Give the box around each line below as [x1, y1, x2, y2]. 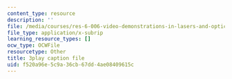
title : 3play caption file [7, 55, 85, 62]
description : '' [7, 16, 54, 23]
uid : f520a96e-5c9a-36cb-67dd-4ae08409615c [7, 61, 135, 68]
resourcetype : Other [7, 49, 67, 56]
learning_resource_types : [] [7, 36, 91, 43]
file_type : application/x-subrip [7, 29, 104, 36]
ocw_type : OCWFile [7, 42, 60, 49]
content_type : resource [7, 10, 76, 17]
